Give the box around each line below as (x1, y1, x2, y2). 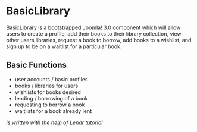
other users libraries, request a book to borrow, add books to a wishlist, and (6, 36, 192, 43)
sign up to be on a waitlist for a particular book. (6, 43, 122, 50)
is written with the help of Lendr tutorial (6, 119, 103, 126)
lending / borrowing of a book (14, 95, 88, 102)
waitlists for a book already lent (14, 107, 92, 114)
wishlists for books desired (14, 88, 82, 96)
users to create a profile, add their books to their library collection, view (6, 30, 182, 37)
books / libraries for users (14, 82, 79, 89)
